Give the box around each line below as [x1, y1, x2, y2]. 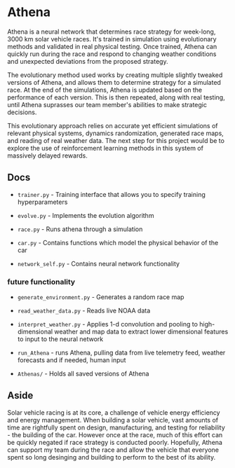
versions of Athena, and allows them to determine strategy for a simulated [7, 78, 221, 86]
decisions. [7, 108, 37, 116]
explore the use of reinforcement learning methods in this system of [7, 144, 203, 152]
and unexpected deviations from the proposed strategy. [7, 57, 168, 65]
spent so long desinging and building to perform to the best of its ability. [7, 453, 216, 461]
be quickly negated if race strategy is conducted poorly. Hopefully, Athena [7, 438, 223, 446]
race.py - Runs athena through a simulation [17, 225, 143, 233]
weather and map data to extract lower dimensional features [54, 327, 229, 336]
